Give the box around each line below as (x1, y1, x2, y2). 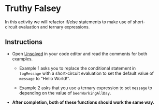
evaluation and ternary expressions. (18, 24, 90, 29)
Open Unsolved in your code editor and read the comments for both (12, 51, 147, 56)
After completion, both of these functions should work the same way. (12, 99, 155, 105)
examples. (12, 56, 33, 62)
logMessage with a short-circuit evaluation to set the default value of (19, 70, 154, 76)
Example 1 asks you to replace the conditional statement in (19, 65, 136, 71)
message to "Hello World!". (19, 75, 70, 81)
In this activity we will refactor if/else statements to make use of (5, 19, 132, 25)
